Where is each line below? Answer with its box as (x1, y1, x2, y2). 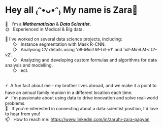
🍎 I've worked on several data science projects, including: (5, 36, 122, 42)
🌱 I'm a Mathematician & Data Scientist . (5, 21, 91, 27)
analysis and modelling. (5, 62, 53, 68)
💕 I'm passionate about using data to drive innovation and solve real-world (5, 95, 159, 100)
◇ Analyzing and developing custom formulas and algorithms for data (12, 57, 157, 63)
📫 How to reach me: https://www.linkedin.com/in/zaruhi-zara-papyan (5, 116, 150, 122)
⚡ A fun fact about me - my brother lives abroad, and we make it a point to (5, 82, 157, 88)
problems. (5, 100, 26, 106)
